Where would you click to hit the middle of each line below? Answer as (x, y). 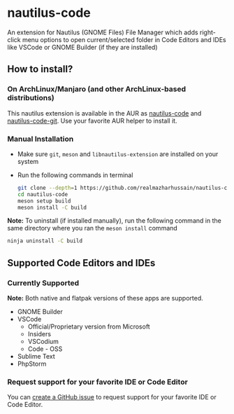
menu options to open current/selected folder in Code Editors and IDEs (124, 39)
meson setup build (44, 201)
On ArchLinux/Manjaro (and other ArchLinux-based (97, 89)
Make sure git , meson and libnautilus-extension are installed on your (118, 154)
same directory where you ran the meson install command (93, 228)
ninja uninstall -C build (45, 241)
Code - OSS (45, 349)
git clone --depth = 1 (47, 188)
